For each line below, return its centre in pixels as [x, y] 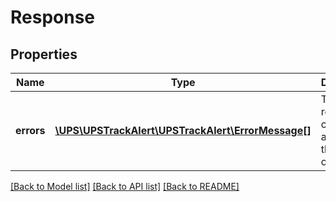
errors [30, 130]
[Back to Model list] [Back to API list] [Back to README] [125, 186]
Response [53, 17]
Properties [44, 54]
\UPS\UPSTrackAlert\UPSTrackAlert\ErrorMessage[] [183, 130]
